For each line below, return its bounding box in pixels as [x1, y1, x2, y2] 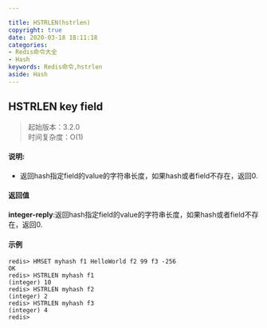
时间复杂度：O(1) [27, 132, 84, 142]
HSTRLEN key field [8, 100, 104, 114]
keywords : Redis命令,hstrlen [8, 63, 103, 72]
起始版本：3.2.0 [27, 122, 80, 131]
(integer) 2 [8, 292, 48, 301]
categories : [8, 41, 48, 49]
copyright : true [8, 25, 62, 34]
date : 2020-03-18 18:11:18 [8, 33, 98, 41]
